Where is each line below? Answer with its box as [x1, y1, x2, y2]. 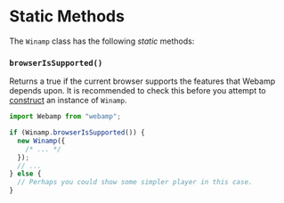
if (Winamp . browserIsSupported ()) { [9, 128, 145, 137]
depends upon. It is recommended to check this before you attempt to [9, 85, 267, 96]
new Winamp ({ [17, 136, 66, 145]
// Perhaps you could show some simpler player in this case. [17, 178, 253, 187]
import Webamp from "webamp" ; [9, 112, 122, 121]
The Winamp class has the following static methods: [9, 36, 195, 46]
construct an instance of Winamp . [9, 95, 127, 106]
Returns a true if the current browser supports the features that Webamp [9, 76, 276, 86]
